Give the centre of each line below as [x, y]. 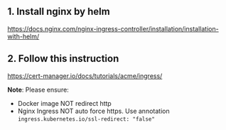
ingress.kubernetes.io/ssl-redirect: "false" [86, 119]
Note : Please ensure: [38, 90]
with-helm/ [23, 36]
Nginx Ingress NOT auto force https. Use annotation [93, 111]
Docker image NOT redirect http [64, 103]
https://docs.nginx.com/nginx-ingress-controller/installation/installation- [113, 28]
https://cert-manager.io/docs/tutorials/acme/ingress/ [85, 76]
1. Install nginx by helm [59, 12]
